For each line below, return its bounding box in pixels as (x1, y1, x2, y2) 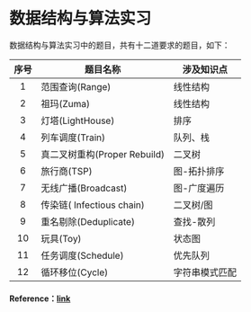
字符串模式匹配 (173, 266, 237, 279)
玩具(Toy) (40, 232, 82, 245)
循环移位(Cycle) (40, 266, 109, 279)
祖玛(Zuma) (40, 97, 91, 110)
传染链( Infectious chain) (40, 199, 146, 211)
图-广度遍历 (173, 182, 225, 194)
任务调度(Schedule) (40, 249, 124, 262)
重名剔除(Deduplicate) (40, 215, 135, 227)
